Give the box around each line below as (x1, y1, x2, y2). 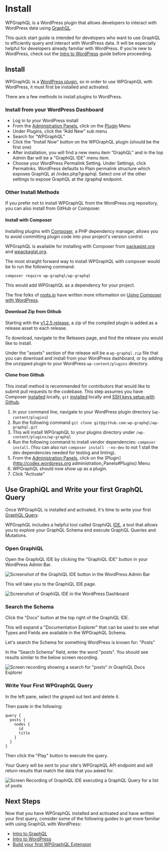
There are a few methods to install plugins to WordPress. (5, 93, 122, 99)
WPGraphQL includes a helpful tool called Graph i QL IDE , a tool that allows (5, 521, 158, 527)
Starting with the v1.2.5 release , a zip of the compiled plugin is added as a (5, 320, 158, 326)
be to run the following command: (5, 263, 75, 269)
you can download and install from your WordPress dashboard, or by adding (5, 355, 163, 361)
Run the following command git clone (12, 419, 92, 425)
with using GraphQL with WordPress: (5, 821, 82, 827)
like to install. (5, 340, 33, 346)
